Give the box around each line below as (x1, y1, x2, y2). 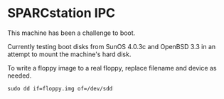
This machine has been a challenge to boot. (7, 28, 136, 37)
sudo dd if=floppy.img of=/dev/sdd (7, 85, 113, 92)
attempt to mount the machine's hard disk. (7, 50, 132, 58)
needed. (7, 71, 32, 80)
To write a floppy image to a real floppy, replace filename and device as (7, 63, 217, 72)
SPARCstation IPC (7, 5, 116, 21)
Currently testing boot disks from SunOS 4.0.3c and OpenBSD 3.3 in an (7, 42, 216, 51)
